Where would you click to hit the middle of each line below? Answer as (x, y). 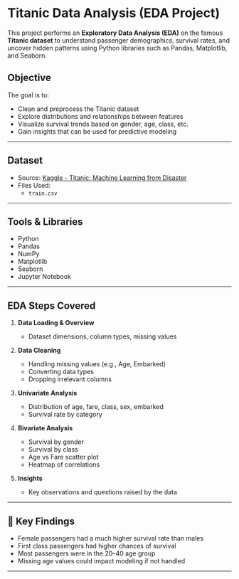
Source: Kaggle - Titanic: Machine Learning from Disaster (102, 177)
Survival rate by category (65, 415)
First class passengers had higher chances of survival (97, 546)
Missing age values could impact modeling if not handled (101, 561)
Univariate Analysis (47, 393)
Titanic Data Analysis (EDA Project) (114, 13)
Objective (30, 78)
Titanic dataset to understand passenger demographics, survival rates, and (118, 40)
